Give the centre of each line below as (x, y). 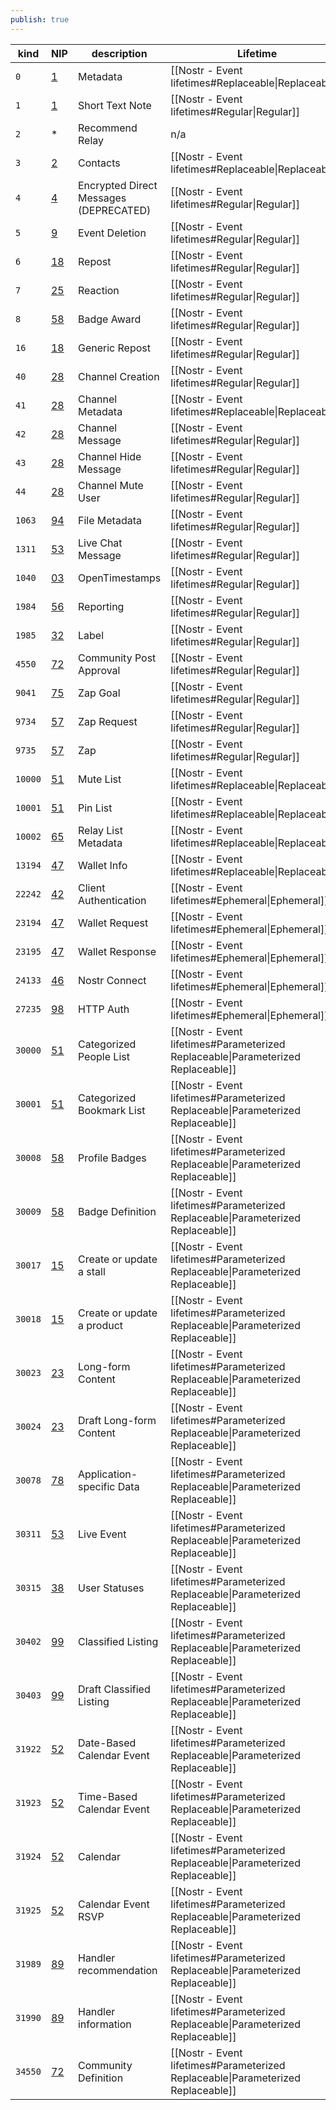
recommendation (117, 1970)
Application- (107, 1474)
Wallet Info (102, 865)
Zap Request (107, 721)
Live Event (102, 1534)
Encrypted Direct (117, 185)
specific (96, 1486)
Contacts (99, 163)
